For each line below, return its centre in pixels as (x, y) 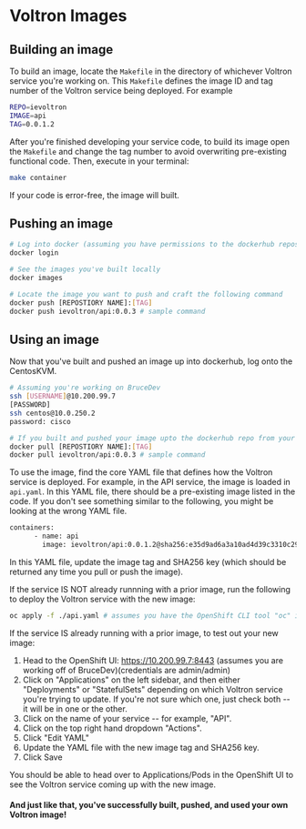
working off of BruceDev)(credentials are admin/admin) (126, 670)
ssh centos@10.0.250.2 (52, 413)
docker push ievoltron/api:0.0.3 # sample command (107, 311)
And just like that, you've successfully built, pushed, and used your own (149, 805)
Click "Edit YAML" (56, 737)
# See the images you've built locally (85, 269)
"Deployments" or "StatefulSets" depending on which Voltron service (153, 689)
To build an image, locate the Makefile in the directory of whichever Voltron (151, 71)
